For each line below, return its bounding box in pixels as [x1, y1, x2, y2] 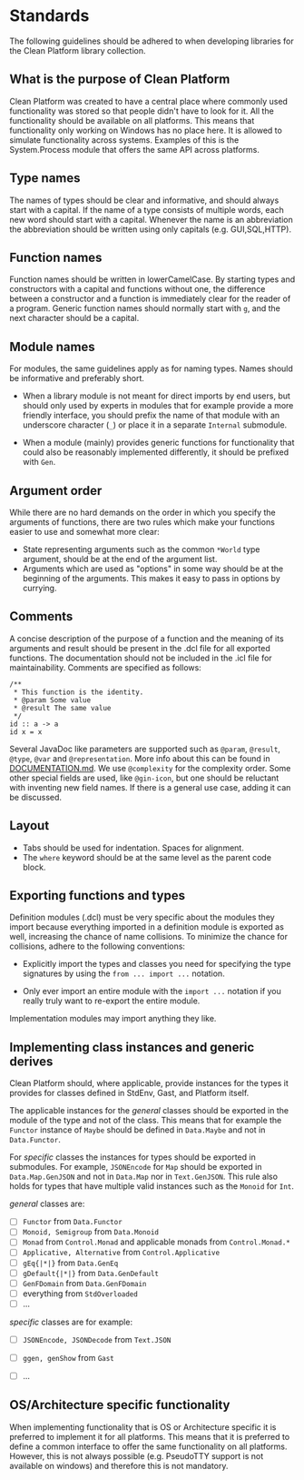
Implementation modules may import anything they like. [9, 1013, 217, 1024]
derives [9, 1053, 54, 1069]
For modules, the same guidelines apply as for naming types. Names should [9, 363, 293, 374]
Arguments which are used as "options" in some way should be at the [22, 563, 284, 574]
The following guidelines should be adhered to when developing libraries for [9, 35, 295, 46]
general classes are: [9, 1198, 85, 1210]
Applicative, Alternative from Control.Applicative [22, 1247, 221, 1258]
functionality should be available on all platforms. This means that [9, 115, 255, 126]
